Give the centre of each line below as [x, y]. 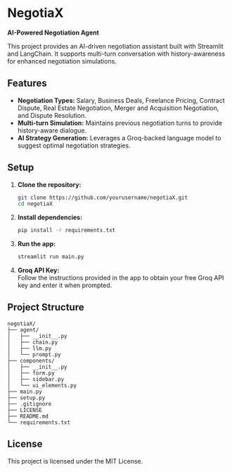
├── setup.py [26, 398]
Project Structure [46, 307]
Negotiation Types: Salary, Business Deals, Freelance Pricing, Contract [121, 100]
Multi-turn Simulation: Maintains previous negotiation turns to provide [120, 123]
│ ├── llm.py [30, 348]
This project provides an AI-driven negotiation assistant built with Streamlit [115, 46]
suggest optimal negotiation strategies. [74, 145]
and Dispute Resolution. [52, 115]
